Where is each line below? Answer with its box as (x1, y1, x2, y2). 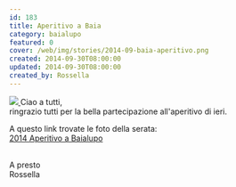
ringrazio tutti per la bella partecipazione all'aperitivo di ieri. (9, 106, 227, 117)
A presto (9, 159, 41, 170)
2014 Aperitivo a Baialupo (9, 133, 103, 143)
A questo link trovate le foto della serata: (9, 123, 158, 134)
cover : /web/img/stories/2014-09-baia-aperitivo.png (9, 46, 209, 55)
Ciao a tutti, (20, 96, 62, 107)
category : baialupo (9, 29, 82, 38)
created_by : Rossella (9, 71, 90, 80)
